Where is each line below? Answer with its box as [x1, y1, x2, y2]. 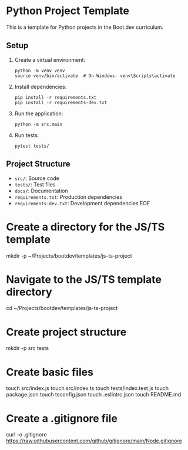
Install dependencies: [14, 83, 67, 90]
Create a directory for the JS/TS [6, 220, 165, 234]
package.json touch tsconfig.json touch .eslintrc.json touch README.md [6, 391, 182, 398]
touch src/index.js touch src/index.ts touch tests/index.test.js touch [6, 385, 169, 392]
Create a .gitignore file [6, 412, 117, 425]
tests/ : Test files [14, 181, 56, 188]
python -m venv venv [14, 68, 65, 74]
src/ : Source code [14, 175, 60, 182]
